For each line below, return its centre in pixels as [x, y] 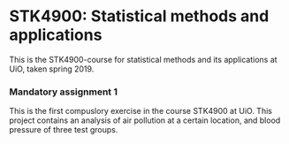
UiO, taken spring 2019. [52, 69]
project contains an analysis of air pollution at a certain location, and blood [145, 120]
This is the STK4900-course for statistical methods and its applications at [143, 59]
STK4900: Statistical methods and [139, 16]
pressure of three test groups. [64, 130]
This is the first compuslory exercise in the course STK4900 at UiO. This [141, 111]
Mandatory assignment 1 [63, 92]
